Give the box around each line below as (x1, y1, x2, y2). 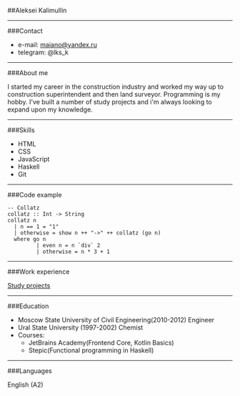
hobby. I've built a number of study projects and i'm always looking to (7, 98, 212, 106)
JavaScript (17, 155, 50, 163)
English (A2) (7, 380, 44, 389)
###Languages (7, 367, 52, 375)
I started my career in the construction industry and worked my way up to (7, 82, 224, 91)
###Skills (7, 126, 35, 134)
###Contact (7, 26, 43, 35)
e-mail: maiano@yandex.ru (17, 41, 98, 49)
